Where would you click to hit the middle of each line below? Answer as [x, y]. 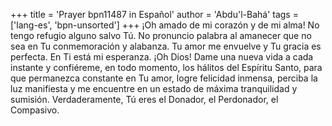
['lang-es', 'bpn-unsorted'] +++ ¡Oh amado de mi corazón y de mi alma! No [165, 25]
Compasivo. [35, 110]
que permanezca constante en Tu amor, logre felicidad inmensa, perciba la [164, 78]
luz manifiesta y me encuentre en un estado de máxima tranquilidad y [154, 88]
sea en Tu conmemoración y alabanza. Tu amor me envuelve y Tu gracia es [166, 46]
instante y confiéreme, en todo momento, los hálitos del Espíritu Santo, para [166, 67]
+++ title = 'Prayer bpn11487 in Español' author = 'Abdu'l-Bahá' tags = [154, 14]
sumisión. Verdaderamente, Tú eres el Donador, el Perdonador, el [144, 99]
